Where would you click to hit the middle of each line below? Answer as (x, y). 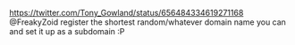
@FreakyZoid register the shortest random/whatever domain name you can (147, 22)
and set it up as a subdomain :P (67, 31)
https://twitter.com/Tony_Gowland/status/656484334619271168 (126, 13)
